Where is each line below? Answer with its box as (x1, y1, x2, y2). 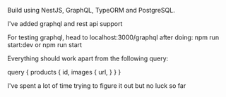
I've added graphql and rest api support (7, 20, 123, 27)
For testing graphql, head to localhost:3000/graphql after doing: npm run (7, 33, 220, 41)
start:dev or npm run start (7, 41, 83, 48)
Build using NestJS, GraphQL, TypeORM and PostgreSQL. (7, 6, 175, 14)
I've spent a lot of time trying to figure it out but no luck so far (7, 82, 186, 90)
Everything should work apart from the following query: (7, 54, 169, 63)
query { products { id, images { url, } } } (7, 68, 121, 76)
